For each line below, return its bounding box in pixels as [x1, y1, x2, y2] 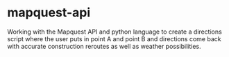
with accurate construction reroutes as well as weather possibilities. [7, 42, 201, 50]
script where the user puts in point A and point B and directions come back [7, 34, 221, 43]
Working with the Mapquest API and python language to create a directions [7, 27, 222, 36]
